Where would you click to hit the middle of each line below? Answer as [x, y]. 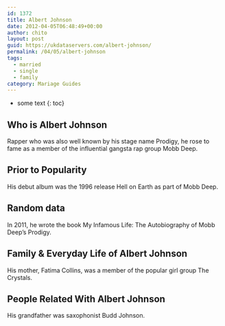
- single [26, 71]
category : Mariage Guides [44, 84]
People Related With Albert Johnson [86, 299]
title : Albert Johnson [39, 20]
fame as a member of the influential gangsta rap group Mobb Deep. [103, 149]
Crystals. [20, 277]
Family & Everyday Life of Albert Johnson [97, 254]
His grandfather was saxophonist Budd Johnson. [76, 316]
